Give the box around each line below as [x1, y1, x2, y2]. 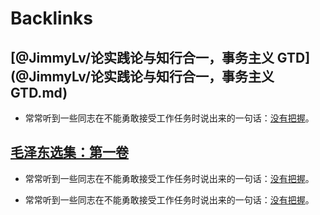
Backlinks [10, 7, 94, 30]
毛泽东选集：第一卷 [10, 144, 129, 161]
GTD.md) [10, 84, 68, 101]
